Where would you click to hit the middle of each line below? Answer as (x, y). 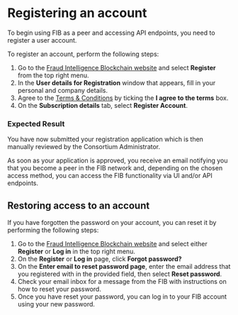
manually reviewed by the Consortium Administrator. (84, 147)
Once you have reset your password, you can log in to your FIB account (122, 297)
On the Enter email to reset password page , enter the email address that (124, 267)
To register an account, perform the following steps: (83, 54)
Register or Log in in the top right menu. (76, 252)
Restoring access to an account (79, 205)
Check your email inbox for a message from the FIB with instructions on (122, 282)
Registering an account (77, 13)
